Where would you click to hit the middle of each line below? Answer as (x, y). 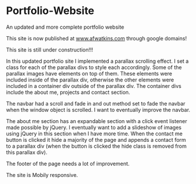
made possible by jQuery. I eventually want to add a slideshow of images (94, 127)
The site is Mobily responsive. (42, 175)
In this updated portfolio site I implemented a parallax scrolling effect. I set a (97, 61)
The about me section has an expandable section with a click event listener (97, 121)
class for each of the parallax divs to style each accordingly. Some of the (94, 67)
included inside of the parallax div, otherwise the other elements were (90, 80)
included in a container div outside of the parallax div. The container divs (94, 86)
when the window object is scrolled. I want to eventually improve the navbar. (98, 110)
